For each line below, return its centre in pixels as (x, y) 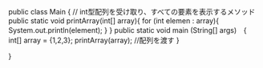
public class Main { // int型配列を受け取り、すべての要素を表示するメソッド (132, 12)
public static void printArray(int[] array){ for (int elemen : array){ (113, 21)
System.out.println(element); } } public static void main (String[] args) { (127, 30)
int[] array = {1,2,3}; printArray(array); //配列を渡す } (94, 40)
